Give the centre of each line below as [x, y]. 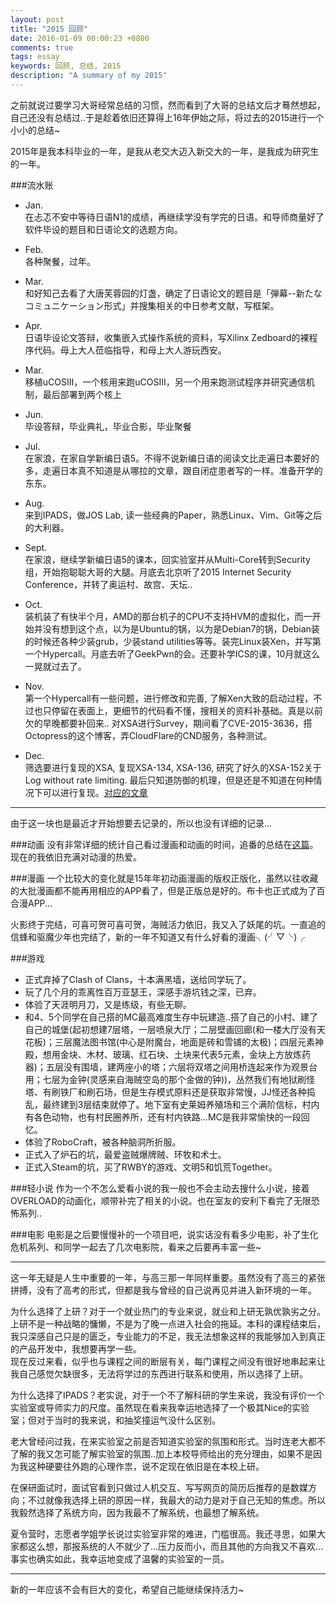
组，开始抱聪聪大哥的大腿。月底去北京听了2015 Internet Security [158, 572]
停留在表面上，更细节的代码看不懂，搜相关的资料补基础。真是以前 [187, 710]
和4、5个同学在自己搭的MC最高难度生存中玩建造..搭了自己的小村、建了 [171, 1017]
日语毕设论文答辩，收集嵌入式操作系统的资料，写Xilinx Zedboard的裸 [167, 337]
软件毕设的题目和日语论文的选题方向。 [103, 229]
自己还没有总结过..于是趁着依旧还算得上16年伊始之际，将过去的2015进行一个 [167, 117]
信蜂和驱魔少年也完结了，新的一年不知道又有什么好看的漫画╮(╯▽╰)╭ [158, 937]
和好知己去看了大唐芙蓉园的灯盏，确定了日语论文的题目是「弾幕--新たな [173, 293]
